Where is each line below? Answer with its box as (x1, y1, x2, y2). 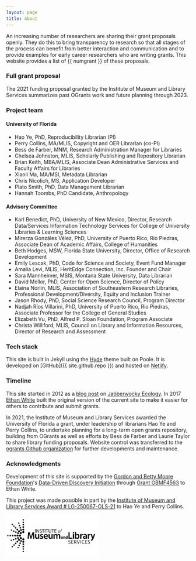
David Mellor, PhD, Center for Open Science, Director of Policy (14, 278, 164, 285)
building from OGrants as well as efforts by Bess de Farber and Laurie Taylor (6, 432, 190, 439)
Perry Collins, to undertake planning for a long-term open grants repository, (6, 426, 188, 433)
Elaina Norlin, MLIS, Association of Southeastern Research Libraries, (14, 285, 179, 292)
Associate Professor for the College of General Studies (14, 309, 147, 316)
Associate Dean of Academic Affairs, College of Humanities (14, 241, 158, 248)
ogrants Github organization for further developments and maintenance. (6, 445, 179, 452)
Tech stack (6, 343, 38, 351)
